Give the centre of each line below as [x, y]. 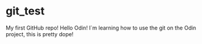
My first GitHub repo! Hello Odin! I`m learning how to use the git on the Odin [101, 28]
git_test [25, 11]
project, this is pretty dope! [40, 34]
